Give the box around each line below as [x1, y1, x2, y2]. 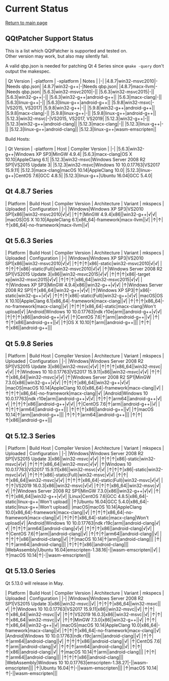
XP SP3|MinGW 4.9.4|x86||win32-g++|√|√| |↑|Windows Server [31, 282, 163, 288]
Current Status [5, 3, 69, 15]
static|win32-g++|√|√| [5, 293, 51, 299]
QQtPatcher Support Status [5, 34, 93, 43]
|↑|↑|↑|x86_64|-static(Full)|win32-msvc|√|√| [65, 477, 160, 483]
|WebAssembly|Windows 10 [5, 659, 63, 665]
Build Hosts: [5, 136, 30, 142]
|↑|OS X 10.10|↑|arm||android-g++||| [61, 320, 138, 326]
